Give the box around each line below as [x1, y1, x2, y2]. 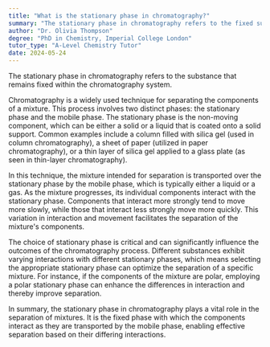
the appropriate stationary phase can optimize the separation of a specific [8, 263, 254, 272]
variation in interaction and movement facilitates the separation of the [8, 214, 239, 222]
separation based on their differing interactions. [8, 330, 166, 339]
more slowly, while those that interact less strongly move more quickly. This [8, 205, 259, 214]
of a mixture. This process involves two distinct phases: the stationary [8, 104, 240, 113]
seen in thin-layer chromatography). [8, 155, 128, 165]
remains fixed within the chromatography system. [8, 80, 173, 89]
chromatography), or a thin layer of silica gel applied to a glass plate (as [8, 146, 246, 156]
